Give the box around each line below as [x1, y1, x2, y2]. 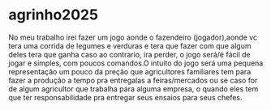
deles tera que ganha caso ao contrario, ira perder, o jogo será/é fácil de [8, 49, 251, 59]
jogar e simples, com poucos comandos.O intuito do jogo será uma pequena [8, 58, 264, 68]
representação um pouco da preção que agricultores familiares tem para [8, 66, 252, 76]
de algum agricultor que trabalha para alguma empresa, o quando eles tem [8, 83, 259, 94]
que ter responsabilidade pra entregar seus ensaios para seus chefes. [8, 92, 243, 102]
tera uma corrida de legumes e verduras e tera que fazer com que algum [8, 40, 252, 50]
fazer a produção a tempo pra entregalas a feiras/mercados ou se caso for [8, 75, 258, 85]
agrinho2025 [8, 6, 99, 24]
